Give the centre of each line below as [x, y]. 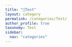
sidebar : [14, 32]
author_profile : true [27, 23]
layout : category [23, 14]
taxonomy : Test [21, 28]
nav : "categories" [29, 37]
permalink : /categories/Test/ [36, 19]
